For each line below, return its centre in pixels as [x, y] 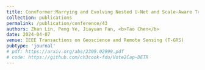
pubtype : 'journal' [31, 46]
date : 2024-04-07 [28, 35]
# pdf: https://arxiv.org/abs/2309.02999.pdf [65, 52]
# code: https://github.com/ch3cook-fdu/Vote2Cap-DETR [77, 57]
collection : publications [39, 18]
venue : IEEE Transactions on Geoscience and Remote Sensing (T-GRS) [95, 40]
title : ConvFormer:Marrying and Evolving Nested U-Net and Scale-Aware [99, 12]
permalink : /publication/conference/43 [57, 23]
